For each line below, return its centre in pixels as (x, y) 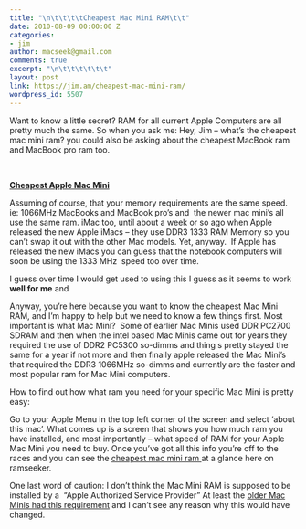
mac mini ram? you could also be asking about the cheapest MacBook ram (150, 140)
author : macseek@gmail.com (61, 52)
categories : (32, 35)
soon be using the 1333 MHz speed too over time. (104, 260)
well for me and (39, 288)
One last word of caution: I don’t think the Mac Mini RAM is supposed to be (150, 485)
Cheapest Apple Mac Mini (59, 185)
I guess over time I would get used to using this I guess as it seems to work (151, 279)
